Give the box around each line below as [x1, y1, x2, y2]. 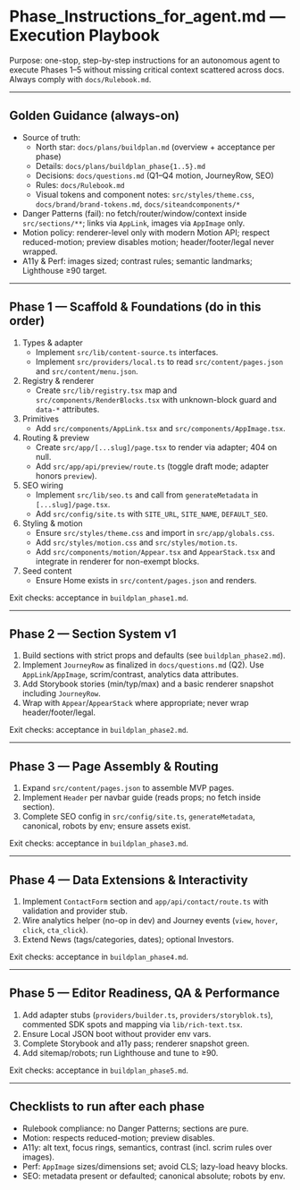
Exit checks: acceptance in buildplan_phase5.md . [9, 1065, 189, 1075]
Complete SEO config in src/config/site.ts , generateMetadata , [21, 812, 256, 822]
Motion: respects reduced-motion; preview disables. [21, 1132, 216, 1143]
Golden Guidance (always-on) [9, 108, 180, 123]
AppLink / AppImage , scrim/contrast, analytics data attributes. [21, 669, 239, 680]
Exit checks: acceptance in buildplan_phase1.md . [9, 592, 189, 603]
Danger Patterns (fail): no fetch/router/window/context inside [21, 208, 247, 218]
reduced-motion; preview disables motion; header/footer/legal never [21, 236, 275, 247]
